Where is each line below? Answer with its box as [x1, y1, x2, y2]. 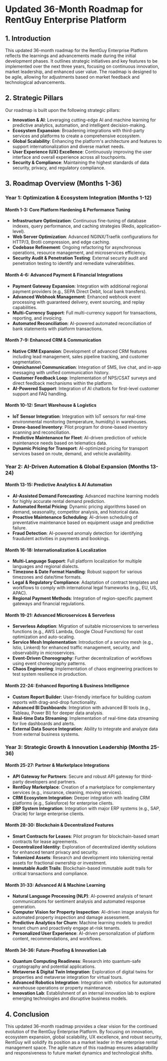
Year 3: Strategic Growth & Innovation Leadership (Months [5, 743, 150, 750]
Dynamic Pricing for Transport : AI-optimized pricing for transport [12, 445, 148, 451]
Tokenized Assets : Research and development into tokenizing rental [12, 855, 154, 860]
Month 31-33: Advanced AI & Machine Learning [5, 882, 106, 888]
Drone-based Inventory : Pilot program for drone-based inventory [12, 424, 148, 430]
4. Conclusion [5, 1010, 49, 1018]
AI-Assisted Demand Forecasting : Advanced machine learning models [12, 493, 160, 499]
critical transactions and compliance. [12, 871, 89, 876]
